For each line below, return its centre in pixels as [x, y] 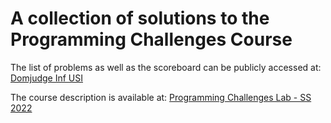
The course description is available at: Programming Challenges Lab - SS [161, 97]
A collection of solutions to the [140, 18]
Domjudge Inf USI [46, 78]
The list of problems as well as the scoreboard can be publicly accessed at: [166, 67]
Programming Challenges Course [151, 39]
